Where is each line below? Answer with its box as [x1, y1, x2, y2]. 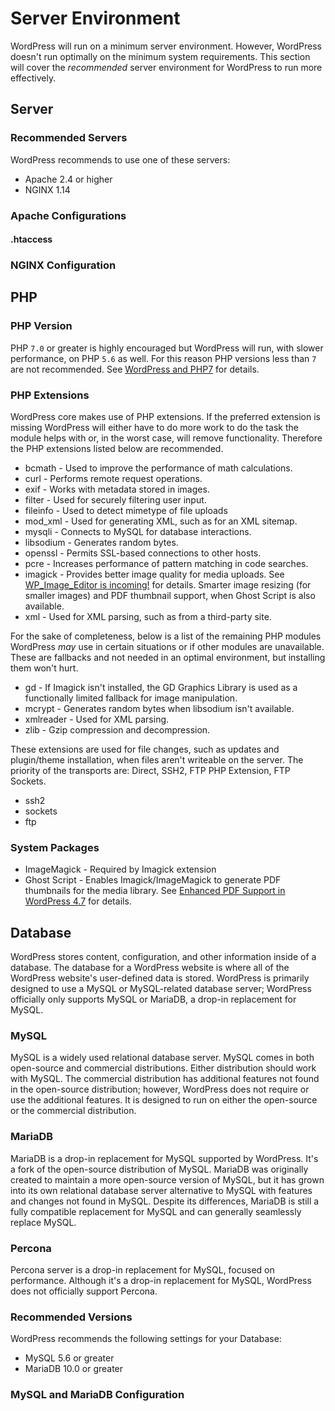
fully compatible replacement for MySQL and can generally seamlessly [10, 1205, 302, 1217]
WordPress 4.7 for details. [24, 895, 132, 907]
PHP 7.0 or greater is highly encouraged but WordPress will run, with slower [10, 342, 324, 354]
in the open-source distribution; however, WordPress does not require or [10, 1083, 310, 1096]
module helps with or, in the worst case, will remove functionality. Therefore [10, 432, 323, 444]
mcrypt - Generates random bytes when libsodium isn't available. [24, 703, 295, 715]
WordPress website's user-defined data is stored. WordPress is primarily [10, 972, 310, 984]
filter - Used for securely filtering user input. [24, 494, 207, 506]
